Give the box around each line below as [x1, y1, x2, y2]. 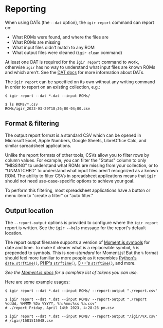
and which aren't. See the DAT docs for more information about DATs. [5, 69, 145, 75]
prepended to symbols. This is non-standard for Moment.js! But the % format [5, 250, 158, 255]
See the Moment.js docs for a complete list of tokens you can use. [5, 269, 138, 275]
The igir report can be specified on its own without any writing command [5, 79, 155, 85]
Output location [5, 207, 54, 215]
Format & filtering [5, 119, 59, 128]
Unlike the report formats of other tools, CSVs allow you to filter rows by [5, 152, 149, 158]
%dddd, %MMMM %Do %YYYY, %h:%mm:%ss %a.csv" [5, 301, 97, 306]
